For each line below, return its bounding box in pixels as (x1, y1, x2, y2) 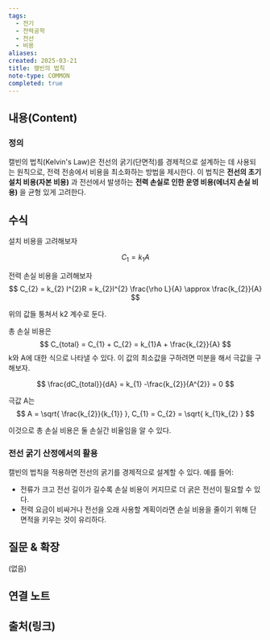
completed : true (8, 79, 63, 87)
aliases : (8, 49, 38, 57)
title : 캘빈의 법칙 (8, 64, 65, 73)
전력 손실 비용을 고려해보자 (8, 271, 93, 281)
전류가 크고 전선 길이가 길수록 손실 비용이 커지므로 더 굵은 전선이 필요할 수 (19, 484, 252, 494)
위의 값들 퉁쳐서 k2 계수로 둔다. (8, 309, 107, 318)
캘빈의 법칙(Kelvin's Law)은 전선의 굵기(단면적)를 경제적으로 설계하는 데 (8, 157, 235, 167)
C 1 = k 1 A (121, 252, 150, 264)
